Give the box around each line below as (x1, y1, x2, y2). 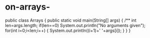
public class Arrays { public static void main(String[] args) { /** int (5, 17, 137, 23)
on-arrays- (5, 1, 50, 13)
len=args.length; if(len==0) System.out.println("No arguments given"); (5, 22, 146, 28)
